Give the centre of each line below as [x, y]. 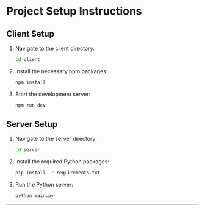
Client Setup [31, 34]
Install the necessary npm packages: [61, 71]
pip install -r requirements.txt [58, 173]
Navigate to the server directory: [56, 139]
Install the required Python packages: [62, 162]
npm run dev [30, 105]
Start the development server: [53, 94]
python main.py [34, 196]
